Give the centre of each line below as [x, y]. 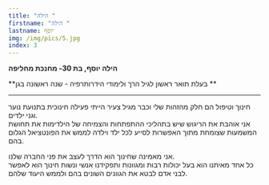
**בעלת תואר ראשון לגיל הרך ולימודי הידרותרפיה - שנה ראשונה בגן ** [113, 84]
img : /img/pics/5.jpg [44, 38]
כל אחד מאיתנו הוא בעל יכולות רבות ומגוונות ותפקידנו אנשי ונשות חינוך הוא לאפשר [131, 165]
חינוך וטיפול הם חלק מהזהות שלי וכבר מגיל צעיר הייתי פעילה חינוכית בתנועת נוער [129, 107]
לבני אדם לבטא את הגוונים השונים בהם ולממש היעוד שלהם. [98, 174]
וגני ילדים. [23, 115]
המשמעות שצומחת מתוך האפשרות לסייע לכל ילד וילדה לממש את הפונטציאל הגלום [133, 132]
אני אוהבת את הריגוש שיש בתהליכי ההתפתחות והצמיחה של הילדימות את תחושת [129, 124]
